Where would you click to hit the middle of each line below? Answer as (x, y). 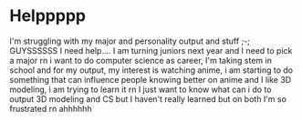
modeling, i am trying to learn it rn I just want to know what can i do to (141, 89)
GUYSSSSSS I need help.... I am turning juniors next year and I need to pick (151, 50)
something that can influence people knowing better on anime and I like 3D (151, 79)
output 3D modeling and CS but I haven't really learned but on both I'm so (148, 99)
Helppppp (48, 16)
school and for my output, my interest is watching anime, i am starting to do (151, 70)
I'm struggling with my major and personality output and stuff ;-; (130, 41)
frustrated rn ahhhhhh (51, 108)
